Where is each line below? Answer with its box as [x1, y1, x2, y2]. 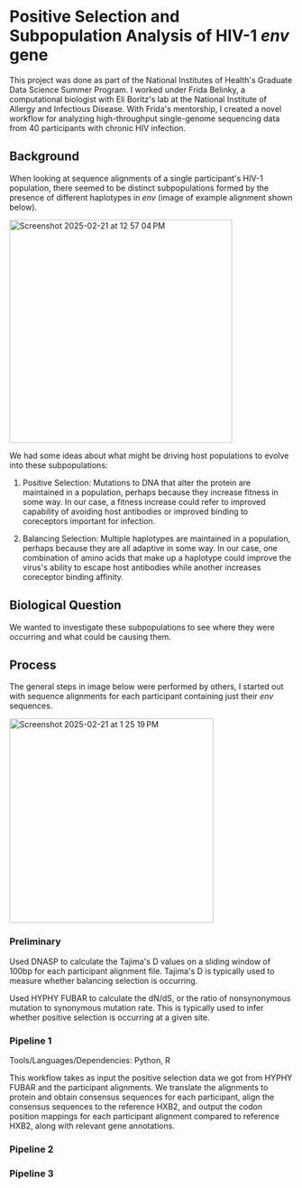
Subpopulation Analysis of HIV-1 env [9, 25, 290, 46]
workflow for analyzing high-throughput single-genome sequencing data [9, 113, 280, 124]
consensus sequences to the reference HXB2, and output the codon [9, 1100, 263, 1112]
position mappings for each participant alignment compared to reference [9, 1110, 279, 1121]
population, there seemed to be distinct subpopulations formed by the [9, 182, 270, 193]
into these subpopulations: [9, 459, 108, 471]
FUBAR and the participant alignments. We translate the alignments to [9, 1081, 269, 1092]
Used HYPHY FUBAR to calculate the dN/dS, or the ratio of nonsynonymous [9, 992, 291, 1004]
